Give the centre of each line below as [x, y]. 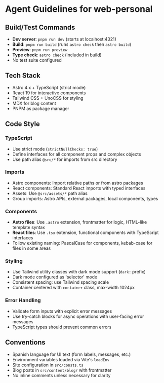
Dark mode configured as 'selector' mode [55, 277]
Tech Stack [23, 76]
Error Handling [23, 301]
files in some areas [31, 248]
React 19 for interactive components [49, 93]
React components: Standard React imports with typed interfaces [79, 188]
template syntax [29, 228]
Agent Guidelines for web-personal [79, 9]
